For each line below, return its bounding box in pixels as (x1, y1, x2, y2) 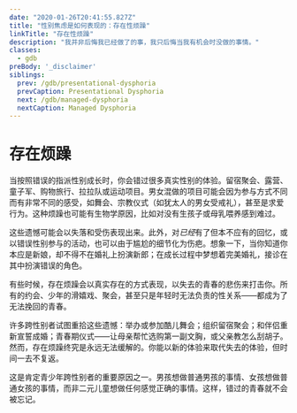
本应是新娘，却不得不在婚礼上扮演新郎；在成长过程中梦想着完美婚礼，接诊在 (9, 249, 288, 260)
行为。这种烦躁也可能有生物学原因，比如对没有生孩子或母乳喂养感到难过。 (9, 209, 280, 219)
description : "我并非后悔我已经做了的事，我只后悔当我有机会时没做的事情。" (9, 37, 260, 47)
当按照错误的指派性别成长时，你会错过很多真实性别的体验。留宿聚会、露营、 (9, 175, 288, 186)
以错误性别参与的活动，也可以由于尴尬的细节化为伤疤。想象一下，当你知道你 (9, 238, 288, 249)
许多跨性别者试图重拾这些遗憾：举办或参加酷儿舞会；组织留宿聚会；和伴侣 (9, 320, 280, 331)
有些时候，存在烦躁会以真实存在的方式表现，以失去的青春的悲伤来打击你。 (9, 279, 280, 290)
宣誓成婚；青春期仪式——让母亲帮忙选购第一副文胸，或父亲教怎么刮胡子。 (16, 331, 288, 341)
